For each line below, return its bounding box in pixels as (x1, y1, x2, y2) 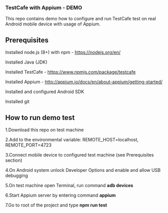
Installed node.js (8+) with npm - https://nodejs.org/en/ (5, 49, 121, 55)
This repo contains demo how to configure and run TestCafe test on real (5, 16, 156, 22)
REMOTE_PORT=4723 (5, 142, 52, 148)
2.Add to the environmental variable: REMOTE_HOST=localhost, (5, 136, 139, 142)
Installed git (5, 99, 29, 105)
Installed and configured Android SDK (5, 88, 85, 95)
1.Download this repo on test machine (5, 127, 84, 133)
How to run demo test (5, 113, 75, 122)
